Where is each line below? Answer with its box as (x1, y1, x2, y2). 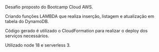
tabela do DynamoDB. (5, 19, 49, 24)
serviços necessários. (5, 33, 49, 39)
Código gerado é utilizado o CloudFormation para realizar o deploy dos (5, 28, 148, 33)
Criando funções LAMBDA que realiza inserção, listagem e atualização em (5, 13, 155, 19)
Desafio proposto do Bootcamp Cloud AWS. (5, 4, 94, 10)
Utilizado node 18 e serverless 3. (5, 42, 71, 48)
